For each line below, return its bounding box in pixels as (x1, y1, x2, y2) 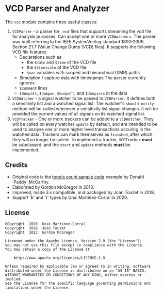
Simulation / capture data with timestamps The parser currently (19, 75, 147, 81)
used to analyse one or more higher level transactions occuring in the (12, 126, 151, 132)
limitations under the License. (5, 285, 70, 290)
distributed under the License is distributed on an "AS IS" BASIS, (5, 268, 147, 273)
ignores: (19, 80, 36, 85)
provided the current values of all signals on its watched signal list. (12, 111, 146, 116)
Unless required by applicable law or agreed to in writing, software (5, 264, 151, 269)
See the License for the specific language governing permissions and (5, 281, 151, 286)
